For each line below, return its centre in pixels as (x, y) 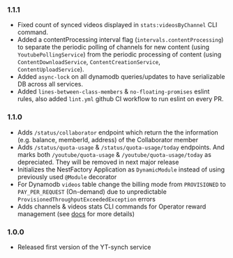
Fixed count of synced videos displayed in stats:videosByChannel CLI (117, 25)
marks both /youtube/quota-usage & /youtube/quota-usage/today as (114, 154)
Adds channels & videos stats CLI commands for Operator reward (112, 206)
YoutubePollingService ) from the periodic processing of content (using (119, 54)
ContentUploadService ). (51, 69)
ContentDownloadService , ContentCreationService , (89, 62)
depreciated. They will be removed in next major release (98, 162)
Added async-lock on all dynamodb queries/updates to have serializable (121, 77)
